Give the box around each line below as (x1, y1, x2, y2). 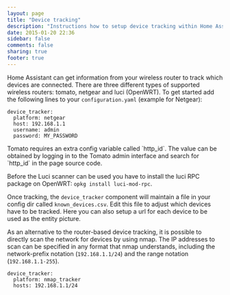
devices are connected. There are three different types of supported (7, 80, 200, 89)
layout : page (7, 10, 44, 17)
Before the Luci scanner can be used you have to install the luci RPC (7, 172, 200, 180)
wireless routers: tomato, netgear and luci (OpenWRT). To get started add (7, 88, 214, 96)
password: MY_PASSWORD (13, 132, 78, 139)
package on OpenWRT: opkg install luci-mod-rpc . (7, 179, 153, 188)
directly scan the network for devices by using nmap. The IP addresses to (7, 235, 216, 243)
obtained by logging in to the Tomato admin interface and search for (7, 151, 200, 159)
